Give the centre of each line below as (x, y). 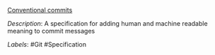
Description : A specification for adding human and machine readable (107, 23)
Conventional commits (40, 10)
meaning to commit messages (51, 31)
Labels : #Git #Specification (47, 44)
